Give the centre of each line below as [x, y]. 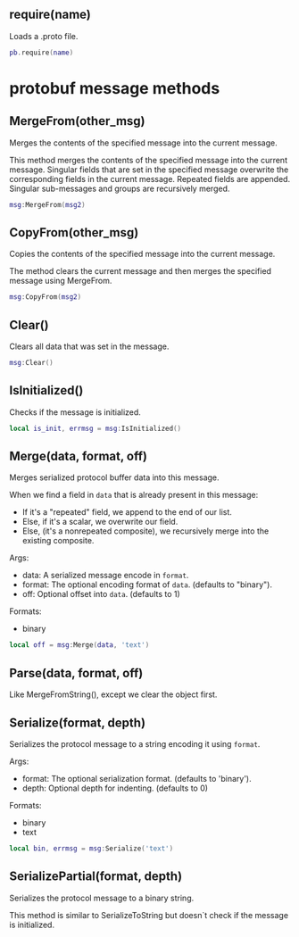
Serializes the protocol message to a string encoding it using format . [135, 743]
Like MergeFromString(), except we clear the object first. [113, 694]
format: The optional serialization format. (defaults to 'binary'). [137, 778]
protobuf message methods [115, 88]
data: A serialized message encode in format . [105, 576]
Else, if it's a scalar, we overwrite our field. [100, 522]
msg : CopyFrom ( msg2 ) [46, 297]
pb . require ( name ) [42, 53]
